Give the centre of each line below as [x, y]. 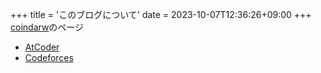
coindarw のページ [47, 27]
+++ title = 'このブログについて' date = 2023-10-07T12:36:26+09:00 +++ [161, 14]
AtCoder [42, 47]
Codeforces [49, 57]
